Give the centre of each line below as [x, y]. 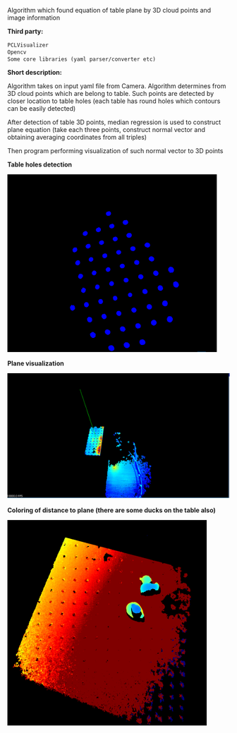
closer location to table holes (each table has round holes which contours [114, 101]
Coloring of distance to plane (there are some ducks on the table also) [112, 510]
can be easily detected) [42, 108]
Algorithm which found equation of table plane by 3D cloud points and [109, 10]
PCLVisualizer [28, 45]
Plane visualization [36, 363]
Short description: [35, 72]
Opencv [17, 52]
